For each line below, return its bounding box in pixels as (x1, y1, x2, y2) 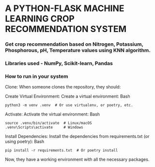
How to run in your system (5, 73, 68, 80)
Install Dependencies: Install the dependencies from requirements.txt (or (5, 134, 150, 139)
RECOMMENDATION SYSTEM (5, 24, 127, 34)
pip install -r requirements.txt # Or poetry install (5, 148, 118, 153)
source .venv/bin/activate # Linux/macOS (5, 121, 92, 126)
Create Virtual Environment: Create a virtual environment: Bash (5, 93, 130, 100)
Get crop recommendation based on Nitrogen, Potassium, (5, 41, 144, 48)
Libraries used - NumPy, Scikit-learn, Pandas (5, 60, 113, 67)
